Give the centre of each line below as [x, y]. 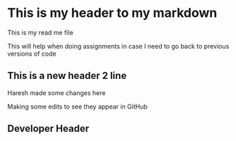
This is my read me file [40, 32]
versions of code [32, 54]
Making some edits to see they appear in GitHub [78, 106]
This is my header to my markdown [112, 13]
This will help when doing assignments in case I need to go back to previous [118, 46]
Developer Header [48, 129]
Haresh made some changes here [57, 92]
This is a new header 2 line [67, 76]
